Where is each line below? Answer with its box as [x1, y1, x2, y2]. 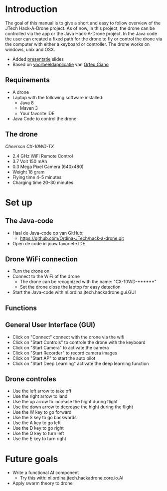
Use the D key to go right [12, 425, 64, 431]
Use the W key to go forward [12, 409, 72, 415]
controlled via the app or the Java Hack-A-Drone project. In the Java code [5, 30, 158, 36]
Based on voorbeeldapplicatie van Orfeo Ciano [12, 61, 109, 67]
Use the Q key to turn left [12, 430, 64, 437]
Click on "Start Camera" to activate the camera [12, 344, 109, 350]
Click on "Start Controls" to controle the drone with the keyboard [12, 339, 146, 345]
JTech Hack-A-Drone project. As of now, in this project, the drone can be [5, 25, 156, 31]
